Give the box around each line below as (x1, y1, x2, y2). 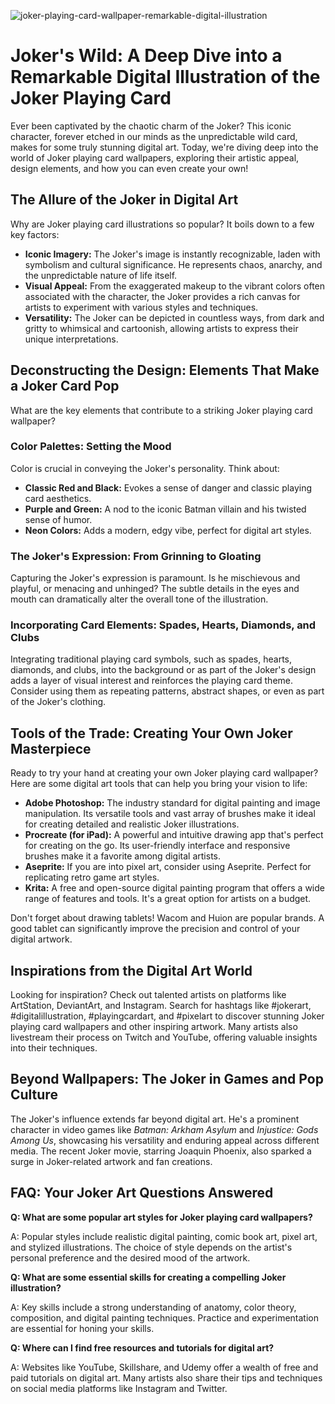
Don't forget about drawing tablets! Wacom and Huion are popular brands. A (10, 912, 325, 924)
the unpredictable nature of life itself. (24, 269, 178, 281)
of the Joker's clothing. (10, 696, 107, 708)
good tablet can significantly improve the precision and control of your (10, 923, 301, 935)
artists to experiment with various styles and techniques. (24, 301, 259, 313)
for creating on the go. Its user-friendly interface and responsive (24, 840, 291, 852)
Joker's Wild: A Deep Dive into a (10, 45, 283, 67)
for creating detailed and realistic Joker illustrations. (24, 818, 240, 830)
